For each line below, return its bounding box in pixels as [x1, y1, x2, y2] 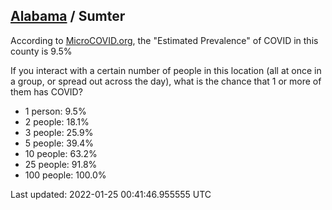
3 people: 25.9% [24, 126, 94, 138]
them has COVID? [10, 85, 83, 98]
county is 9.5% [10, 45, 73, 57]
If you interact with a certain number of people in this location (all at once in [10, 64, 322, 76]
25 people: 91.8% [24, 158, 98, 170]
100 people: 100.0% [24, 169, 107, 181]
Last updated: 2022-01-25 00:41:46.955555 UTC [10, 188, 212, 200]
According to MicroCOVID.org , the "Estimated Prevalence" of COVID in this [10, 34, 319, 46]
